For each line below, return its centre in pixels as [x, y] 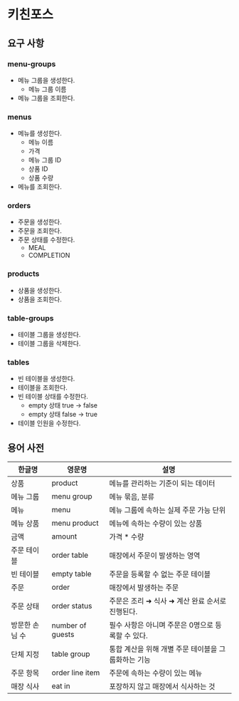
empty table [71, 574]
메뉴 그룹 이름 [47, 89]
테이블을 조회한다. [42, 388]
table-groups [31, 318]
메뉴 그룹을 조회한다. [46, 98]
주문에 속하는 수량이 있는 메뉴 [156, 673]
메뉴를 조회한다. [39, 187]
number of [69, 625]
